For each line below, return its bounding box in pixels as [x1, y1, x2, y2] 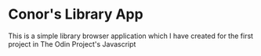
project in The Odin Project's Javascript [8, 39, 136, 48]
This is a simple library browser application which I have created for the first [8, 31, 253, 40]
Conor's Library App [8, 5, 143, 23]
